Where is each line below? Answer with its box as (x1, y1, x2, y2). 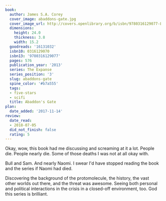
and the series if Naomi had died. (5, 166, 73, 172)
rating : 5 (9, 132, 30, 137)
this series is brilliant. (5, 191, 48, 197)
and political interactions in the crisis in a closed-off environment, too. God (5, 186, 157, 192)
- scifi (9, 95, 26, 100)
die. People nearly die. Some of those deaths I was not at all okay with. (5, 151, 149, 157)
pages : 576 (9, 58, 32, 63)
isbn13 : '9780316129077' (9, 53, 61, 59)
